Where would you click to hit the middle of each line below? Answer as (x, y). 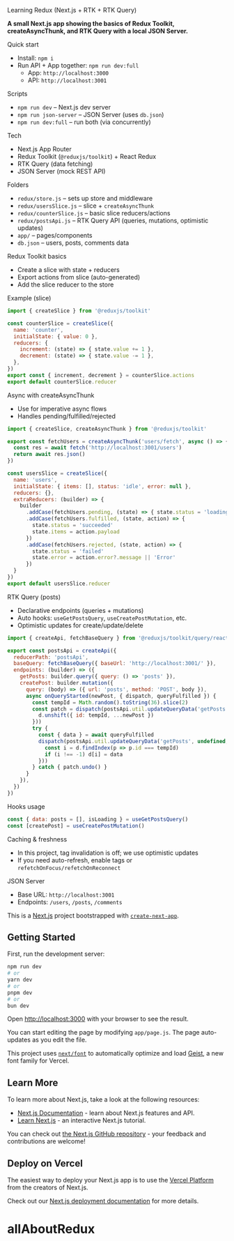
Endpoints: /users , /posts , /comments (70, 901)
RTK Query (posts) (34, 597)
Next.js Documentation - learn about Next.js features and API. (106, 1113)
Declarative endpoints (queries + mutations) (80, 610)
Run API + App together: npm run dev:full (78, 65)
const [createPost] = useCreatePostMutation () (76, 825)
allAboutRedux (51, 1229)
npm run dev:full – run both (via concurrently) (84, 122)
